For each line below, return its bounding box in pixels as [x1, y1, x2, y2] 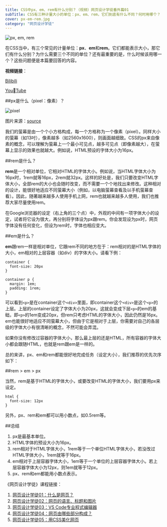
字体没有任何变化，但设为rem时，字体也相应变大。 [5, 222, 109, 229]
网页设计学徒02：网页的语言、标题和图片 [12, 498, 97, 504]
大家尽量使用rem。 [9, 199, 48, 205]
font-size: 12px [9, 399, 43, 404]
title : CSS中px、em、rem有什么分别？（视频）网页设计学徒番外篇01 [5, 7, 129, 12]
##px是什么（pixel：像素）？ [5, 98, 65, 104]
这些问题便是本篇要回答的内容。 [13, 58, 80, 64]
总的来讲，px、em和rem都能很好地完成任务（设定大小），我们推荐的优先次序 [5, 351, 162, 358]
